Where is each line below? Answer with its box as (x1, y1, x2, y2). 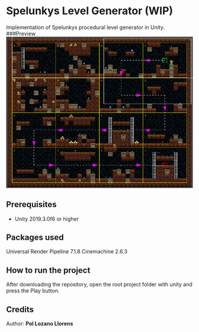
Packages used (6, 232, 64, 242)
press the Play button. (6, 287, 60, 294)
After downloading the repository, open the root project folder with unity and (6, 281, 192, 288)
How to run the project (6, 265, 91, 275)
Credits (6, 304, 34, 314)
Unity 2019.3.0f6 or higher (14, 215, 79, 223)
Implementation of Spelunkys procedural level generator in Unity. (6, 24, 165, 31)
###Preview (6, 30, 36, 37)
